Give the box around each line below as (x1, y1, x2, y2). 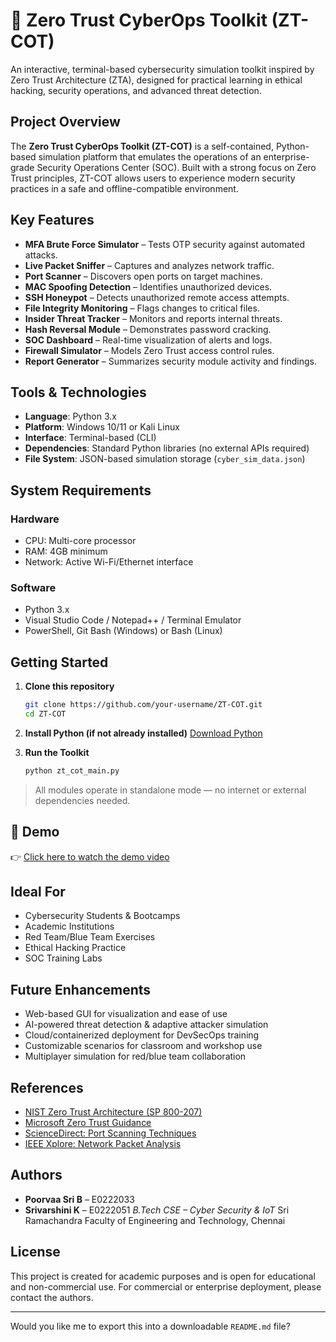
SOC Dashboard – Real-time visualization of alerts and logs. (24, 334, 273, 346)
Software (10, 580, 57, 594)
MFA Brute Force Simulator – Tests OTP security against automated (24, 238, 305, 250)
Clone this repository (24, 680, 115, 693)
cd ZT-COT (24, 709, 67, 719)
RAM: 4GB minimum (24, 545, 108, 558)
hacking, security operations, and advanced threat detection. (10, 84, 262, 96)
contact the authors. (10, 1291, 94, 1303)
